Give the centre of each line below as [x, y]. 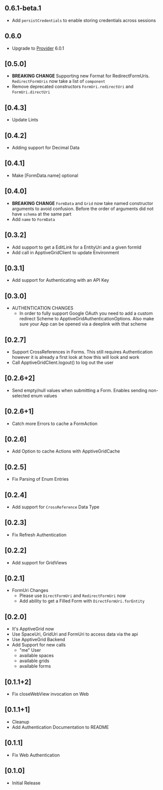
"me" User [30, 650]
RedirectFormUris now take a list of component [59, 81]
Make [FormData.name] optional [45, 175]
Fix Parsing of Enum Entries [40, 479]
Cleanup [20, 722]
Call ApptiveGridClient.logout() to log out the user [63, 362]
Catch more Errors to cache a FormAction [55, 424]
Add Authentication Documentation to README [60, 727]
